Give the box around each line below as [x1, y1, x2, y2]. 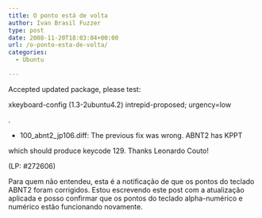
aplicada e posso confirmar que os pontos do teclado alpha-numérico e [8, 193, 244, 203]
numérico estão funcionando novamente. [8, 201, 143, 211]
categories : [8, 48, 48, 56]
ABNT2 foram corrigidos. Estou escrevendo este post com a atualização [8, 185, 245, 194]
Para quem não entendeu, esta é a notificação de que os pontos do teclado [8, 176, 255, 186]
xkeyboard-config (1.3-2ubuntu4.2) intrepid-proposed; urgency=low [8, 100, 232, 109]
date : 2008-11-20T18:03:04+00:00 [8, 33, 119, 42]
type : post [8, 26, 44, 34]
